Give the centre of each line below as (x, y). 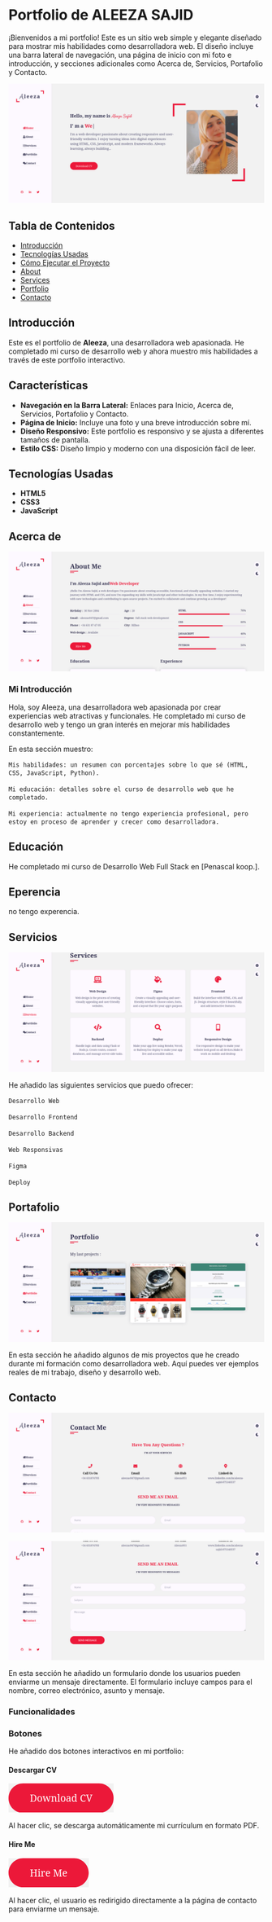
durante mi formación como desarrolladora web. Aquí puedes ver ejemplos (134, 1363)
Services (35, 280)
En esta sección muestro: (51, 749)
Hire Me (22, 1845)
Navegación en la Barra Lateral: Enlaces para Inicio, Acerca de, (127, 405)
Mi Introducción (41, 689)
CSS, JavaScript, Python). (54, 773)
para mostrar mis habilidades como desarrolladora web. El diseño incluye (131, 46)
